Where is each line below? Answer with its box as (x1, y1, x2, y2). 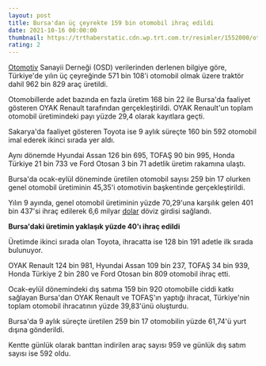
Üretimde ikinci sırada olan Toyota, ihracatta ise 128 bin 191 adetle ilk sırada (8, 237, 253, 247)
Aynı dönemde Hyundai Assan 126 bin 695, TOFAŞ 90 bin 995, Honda (8, 151, 235, 160)
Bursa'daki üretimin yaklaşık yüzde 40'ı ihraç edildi (8, 222, 180, 232)
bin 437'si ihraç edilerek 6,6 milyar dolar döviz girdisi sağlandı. (8, 206, 212, 216)
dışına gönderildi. (8, 325, 65, 334)
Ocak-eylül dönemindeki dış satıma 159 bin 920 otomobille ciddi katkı (8, 285, 234, 294)
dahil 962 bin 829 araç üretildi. (8, 80, 108, 89)
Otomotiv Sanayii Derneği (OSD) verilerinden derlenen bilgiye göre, (8, 62, 227, 72)
